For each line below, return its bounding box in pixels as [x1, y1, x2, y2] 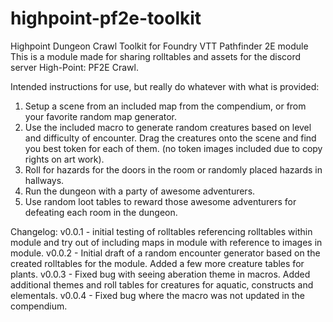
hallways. [24, 174, 65, 186]
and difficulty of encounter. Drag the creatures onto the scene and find [24, 132, 317, 144]
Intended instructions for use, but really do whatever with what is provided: [10, 80, 320, 92]
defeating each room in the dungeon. [24, 206, 178, 218]
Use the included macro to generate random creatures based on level [24, 121, 312, 133]
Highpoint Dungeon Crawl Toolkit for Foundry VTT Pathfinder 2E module [10, 40, 309, 52]
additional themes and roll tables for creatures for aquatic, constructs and [10, 278, 314, 291]
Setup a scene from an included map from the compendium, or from [24, 100, 307, 112]
